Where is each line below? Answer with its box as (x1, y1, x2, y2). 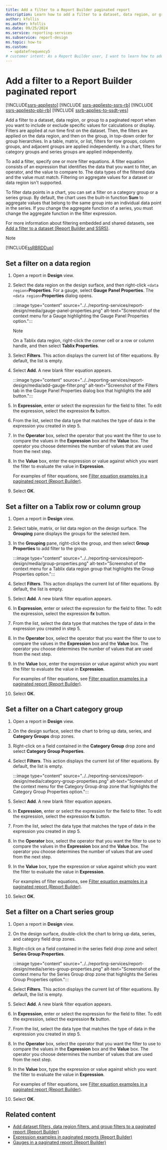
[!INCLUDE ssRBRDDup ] (5, 245, 54, 251)
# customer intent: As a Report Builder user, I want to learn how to (5, 53, 155, 59)
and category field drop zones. (12, 936, 76, 942)
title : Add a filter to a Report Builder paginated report (5, 7, 130, 12)
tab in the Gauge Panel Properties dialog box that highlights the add (12, 388, 151, 394)
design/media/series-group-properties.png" (12, 966, 103, 972)
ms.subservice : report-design (5, 35, 68, 40)
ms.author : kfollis (5, 21, 46, 26)
